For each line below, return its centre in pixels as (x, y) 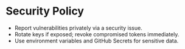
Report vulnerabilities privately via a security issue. (78, 28)
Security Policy (45, 11)
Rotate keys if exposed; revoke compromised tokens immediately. (97, 34)
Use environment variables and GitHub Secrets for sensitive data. (96, 41)
